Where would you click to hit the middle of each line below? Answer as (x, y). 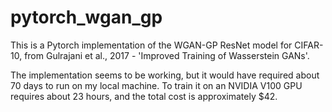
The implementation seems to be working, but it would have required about (165, 75)
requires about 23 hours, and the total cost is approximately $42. (144, 96)
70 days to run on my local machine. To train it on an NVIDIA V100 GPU (156, 85)
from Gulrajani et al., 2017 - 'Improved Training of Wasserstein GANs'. (167, 55)
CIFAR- (309, 45)
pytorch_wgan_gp (86, 17)
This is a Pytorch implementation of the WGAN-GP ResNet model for (151, 45)
